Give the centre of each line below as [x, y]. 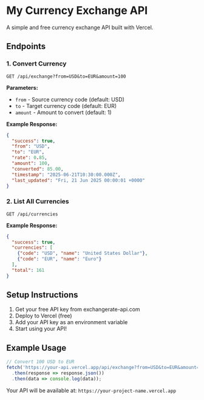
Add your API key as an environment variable [71, 322]
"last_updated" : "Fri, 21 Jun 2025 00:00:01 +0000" [79, 180]
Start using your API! [41, 329]
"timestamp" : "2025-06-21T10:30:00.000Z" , [66, 175]
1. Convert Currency [36, 64]
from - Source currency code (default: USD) [70, 99]
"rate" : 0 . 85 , [29, 158]
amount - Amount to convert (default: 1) [63, 112]
